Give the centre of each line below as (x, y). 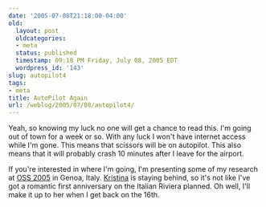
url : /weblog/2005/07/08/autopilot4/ (72, 105)
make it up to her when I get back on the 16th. (84, 195)
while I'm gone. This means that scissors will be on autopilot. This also (125, 145)
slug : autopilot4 (37, 75)
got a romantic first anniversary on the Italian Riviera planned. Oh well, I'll (129, 186)
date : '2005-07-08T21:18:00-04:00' (68, 16)
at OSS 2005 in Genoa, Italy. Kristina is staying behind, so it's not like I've (129, 178)
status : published (47, 53)
